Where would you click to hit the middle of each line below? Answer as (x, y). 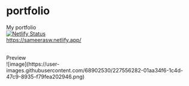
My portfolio (21, 27)
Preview (16, 58)
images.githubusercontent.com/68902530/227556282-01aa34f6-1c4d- (95, 70)
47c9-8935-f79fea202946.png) (45, 77)
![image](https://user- (33, 64)
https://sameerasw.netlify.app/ (44, 40)
